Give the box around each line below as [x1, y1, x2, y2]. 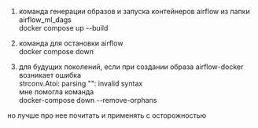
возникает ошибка [18, 71, 82, 79]
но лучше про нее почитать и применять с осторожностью [7, 111, 207, 120]
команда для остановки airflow [18, 38, 123, 48]
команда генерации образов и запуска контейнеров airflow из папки [18, 7, 251, 16]
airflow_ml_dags [18, 15, 72, 24]
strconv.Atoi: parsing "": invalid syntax [18, 79, 143, 88]
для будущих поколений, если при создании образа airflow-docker [18, 62, 244, 71]
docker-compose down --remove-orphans [18, 96, 157, 104]
